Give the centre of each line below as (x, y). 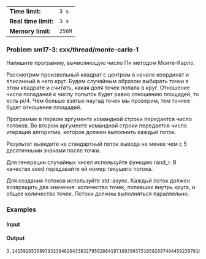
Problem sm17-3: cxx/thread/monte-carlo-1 (73, 50)
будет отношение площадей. (44, 107)
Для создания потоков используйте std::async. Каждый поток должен (98, 181)
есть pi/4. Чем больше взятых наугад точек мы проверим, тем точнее (98, 101)
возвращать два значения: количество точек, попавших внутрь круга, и (101, 187)
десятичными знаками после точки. (54, 151)
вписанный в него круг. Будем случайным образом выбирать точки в (97, 81)
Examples (21, 209)
